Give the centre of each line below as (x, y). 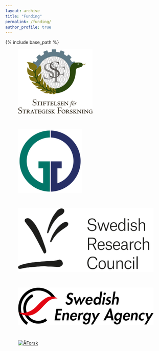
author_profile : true (28, 27)
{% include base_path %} (32, 42)
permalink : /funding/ (28, 22)
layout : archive (22, 11)
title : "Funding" (24, 16)
